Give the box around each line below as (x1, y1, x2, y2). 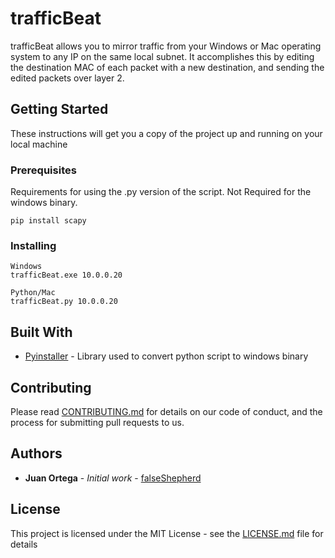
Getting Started (10, 101, 109, 118)
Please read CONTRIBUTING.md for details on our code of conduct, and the (10, 405, 323, 417)
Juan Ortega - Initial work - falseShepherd (24, 472, 202, 484)
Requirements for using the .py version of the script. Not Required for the (10, 186, 312, 198)
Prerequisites (10, 163, 77, 177)
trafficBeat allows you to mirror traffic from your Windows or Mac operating (10, 40, 322, 52)
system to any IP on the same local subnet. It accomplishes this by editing (10, 50, 315, 62)
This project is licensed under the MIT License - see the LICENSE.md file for (10, 527, 324, 539)
